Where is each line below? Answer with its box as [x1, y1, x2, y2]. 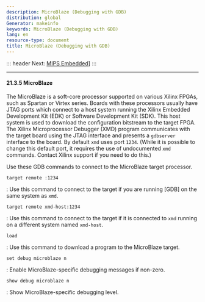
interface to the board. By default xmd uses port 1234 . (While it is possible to [6, 138, 195, 146]
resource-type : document [6, 37, 70, 43]
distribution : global [6, 15, 62, 21]
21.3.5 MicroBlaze [6, 79, 53, 87]
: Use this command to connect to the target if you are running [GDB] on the [6, 185, 197, 193]
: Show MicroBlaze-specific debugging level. [6, 289, 119, 296]
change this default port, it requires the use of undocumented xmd [6, 145, 171, 153]
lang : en [6, 32, 29, 38]
